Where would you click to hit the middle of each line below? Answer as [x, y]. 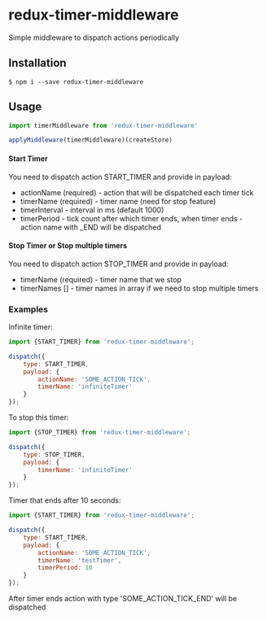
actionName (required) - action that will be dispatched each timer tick [137, 192]
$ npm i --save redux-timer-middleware [76, 82]
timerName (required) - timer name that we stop [101, 279]
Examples [28, 309]
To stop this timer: [39, 417]
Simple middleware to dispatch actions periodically [94, 37]
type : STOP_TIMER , [54, 454]
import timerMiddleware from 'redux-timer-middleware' [103, 125]
